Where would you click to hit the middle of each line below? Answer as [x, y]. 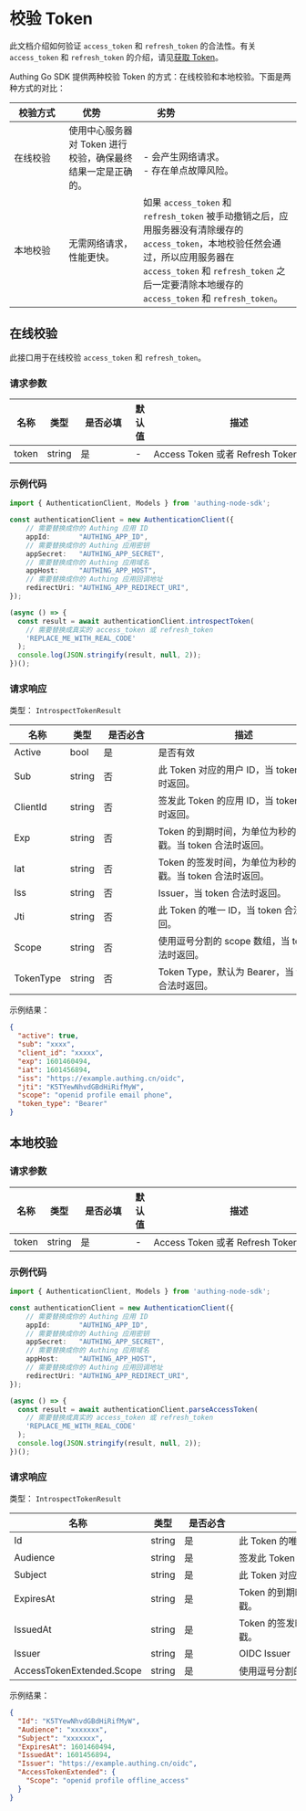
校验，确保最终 [101, 158]
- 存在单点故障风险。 [188, 170]
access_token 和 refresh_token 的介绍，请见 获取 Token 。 [116, 57]
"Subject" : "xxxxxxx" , [61, 1738]
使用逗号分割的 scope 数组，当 [224, 942]
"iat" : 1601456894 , [55, 1069]
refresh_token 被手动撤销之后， [211, 216]
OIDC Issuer [265, 1654]
